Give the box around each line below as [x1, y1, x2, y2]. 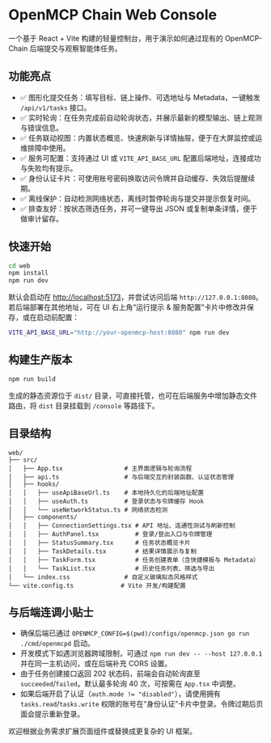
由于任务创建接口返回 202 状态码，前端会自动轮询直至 [19, 669, 201, 678]
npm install [8, 269, 49, 277]
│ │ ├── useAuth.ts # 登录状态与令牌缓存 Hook [8, 497, 205, 505]
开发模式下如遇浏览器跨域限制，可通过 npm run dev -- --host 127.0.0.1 [19, 648, 263, 658]
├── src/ [8, 455, 38, 464]
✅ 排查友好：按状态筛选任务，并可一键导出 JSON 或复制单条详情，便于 [19, 204, 257, 213]
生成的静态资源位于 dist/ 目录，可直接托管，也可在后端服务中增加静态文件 [8, 390, 257, 400]
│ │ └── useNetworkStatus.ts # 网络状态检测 [8, 505, 168, 514]
